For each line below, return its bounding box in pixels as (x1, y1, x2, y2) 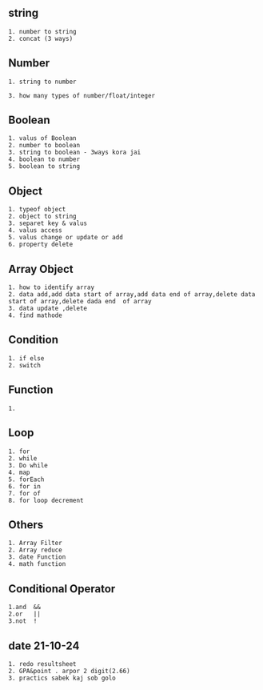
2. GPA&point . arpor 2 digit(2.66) (8, 667, 130, 675)
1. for (8, 447, 30, 455)
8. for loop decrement (8, 496, 84, 504)
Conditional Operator (8, 582, 116, 596)
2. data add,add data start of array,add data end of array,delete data (8, 291, 256, 299)
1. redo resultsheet (8, 660, 78, 668)
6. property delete (8, 240, 74, 249)
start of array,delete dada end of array (8, 298, 152, 306)
